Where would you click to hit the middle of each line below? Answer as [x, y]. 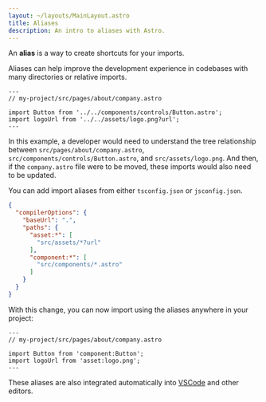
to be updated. [32, 175]
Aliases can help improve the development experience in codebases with [128, 69]
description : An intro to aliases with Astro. [87, 30]
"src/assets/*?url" [69, 242]
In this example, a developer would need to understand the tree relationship [132, 141]
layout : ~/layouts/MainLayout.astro [69, 16]
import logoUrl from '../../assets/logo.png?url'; [94, 120]
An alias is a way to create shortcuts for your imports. [96, 53]
